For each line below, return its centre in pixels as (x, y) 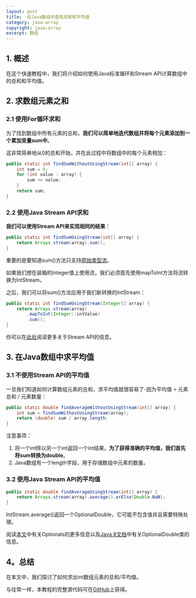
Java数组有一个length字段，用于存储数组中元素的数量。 (81, 463)
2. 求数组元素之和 (37, 101)
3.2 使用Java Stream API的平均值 (53, 479)
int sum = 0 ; (32, 169)
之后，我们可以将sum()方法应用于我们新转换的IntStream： (76, 292)
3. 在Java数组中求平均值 (50, 357)
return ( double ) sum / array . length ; (62, 419)
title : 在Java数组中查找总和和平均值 (48, 17)
